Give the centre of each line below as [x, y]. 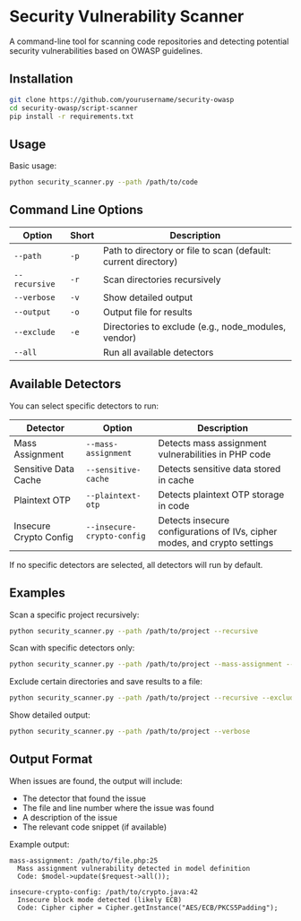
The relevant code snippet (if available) [95, 827]
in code [174, 505]
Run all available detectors [158, 352]
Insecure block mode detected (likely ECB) [99, 899]
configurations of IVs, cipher [218, 531]
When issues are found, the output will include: [96, 780]
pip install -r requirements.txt [72, 116]
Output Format [51, 759]
